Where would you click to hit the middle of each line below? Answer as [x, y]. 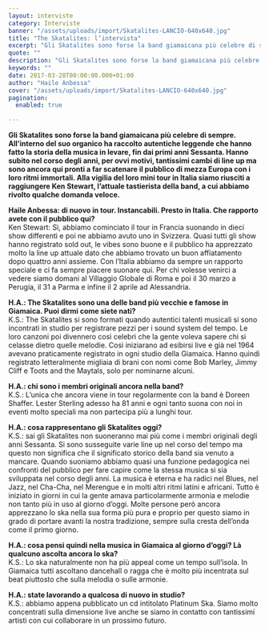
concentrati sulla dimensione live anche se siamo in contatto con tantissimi [132, 612]
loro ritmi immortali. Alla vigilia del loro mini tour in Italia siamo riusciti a [129, 178]
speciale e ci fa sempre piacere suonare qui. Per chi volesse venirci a [122, 270]
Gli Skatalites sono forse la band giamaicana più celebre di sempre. [122, 135]
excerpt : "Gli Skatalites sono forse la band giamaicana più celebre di [132, 46]
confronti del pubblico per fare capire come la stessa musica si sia [118, 470]
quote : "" [25, 53]
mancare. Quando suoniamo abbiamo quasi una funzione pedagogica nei [129, 461]
